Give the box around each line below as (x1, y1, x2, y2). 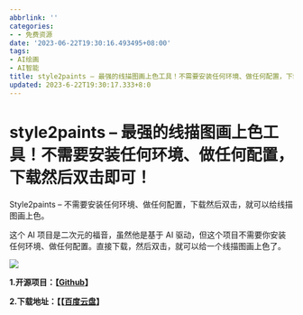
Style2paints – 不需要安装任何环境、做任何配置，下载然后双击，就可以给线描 (9, 199, 293, 209)
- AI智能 (9, 64, 40, 73)
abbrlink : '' (9, 13, 59, 23)
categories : (9, 22, 54, 31)
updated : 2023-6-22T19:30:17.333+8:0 (9, 80, 151, 89)
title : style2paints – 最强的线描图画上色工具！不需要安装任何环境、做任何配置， (9, 72, 287, 81)
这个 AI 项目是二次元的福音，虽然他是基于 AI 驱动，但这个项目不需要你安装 (9, 229, 287, 240)
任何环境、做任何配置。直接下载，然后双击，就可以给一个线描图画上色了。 (9, 240, 286, 251)
